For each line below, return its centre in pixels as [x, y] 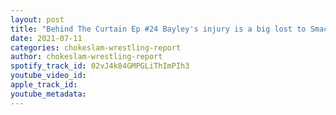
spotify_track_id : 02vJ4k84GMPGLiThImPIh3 [100, 66]
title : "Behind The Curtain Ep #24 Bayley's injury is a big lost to [158, 29]
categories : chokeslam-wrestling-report [96, 47]
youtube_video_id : [48, 76]
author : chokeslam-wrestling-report [86, 57]
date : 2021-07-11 [46, 38]
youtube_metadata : [48, 94]
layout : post [37, 19]
